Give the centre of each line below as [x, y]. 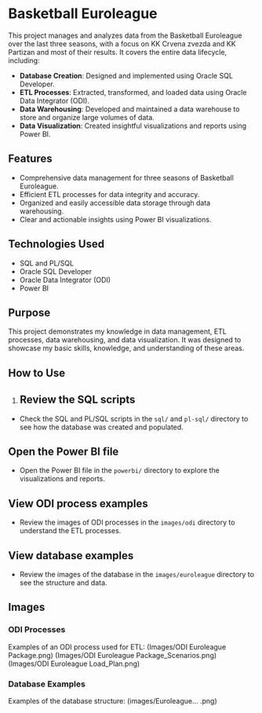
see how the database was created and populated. [102, 427]
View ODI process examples [78, 503]
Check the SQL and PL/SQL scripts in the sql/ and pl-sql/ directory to [134, 419]
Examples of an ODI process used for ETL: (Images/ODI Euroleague [117, 647]
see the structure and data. [63, 583]
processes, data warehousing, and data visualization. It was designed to [125, 340]
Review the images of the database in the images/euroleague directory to [137, 575]
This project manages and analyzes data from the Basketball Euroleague [125, 35]
